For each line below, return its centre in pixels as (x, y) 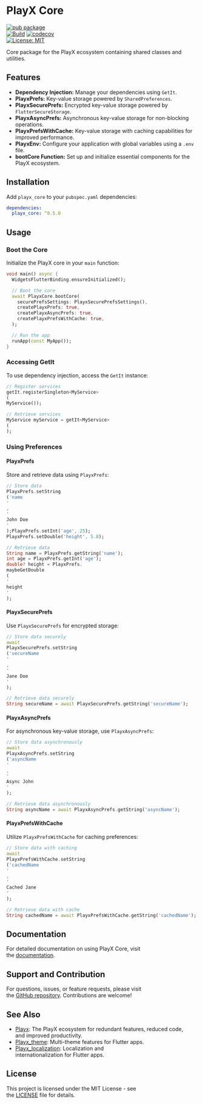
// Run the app (31, 335)
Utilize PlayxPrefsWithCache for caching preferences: (72, 837)
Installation (28, 182)
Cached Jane (21, 887)
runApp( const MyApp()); (42, 341)
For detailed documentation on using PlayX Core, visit (73, 949)
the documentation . (31, 955)
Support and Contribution (56, 974)
